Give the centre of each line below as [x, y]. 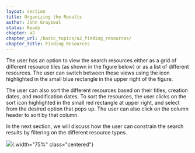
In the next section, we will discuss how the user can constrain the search [95, 126]
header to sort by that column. [42, 115]
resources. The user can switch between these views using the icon [88, 73]
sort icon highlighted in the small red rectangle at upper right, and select [93, 102]
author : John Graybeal [34, 22]
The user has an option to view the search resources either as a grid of [91, 60]
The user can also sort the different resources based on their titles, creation [97, 90]
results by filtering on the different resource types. [67, 132]
